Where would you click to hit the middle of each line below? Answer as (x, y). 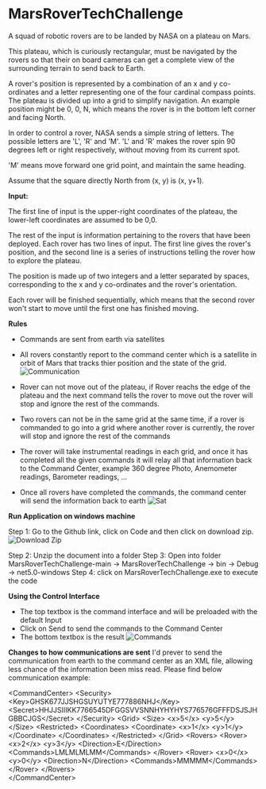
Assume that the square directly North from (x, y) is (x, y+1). (106, 181)
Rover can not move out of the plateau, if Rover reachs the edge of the (135, 387)
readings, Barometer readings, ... (73, 476)
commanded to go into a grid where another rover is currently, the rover (137, 427)
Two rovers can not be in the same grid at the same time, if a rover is (132, 419)
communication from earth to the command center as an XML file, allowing (131, 660)
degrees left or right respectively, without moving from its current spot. (124, 150)
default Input (40, 620)
